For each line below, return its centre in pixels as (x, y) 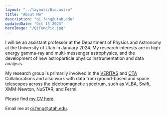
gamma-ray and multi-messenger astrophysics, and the (78, 53)
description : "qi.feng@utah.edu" (40, 19)
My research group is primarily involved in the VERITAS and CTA (71, 73)
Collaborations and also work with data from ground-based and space (77, 79)
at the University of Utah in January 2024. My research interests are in (78, 48)
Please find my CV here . (30, 99)
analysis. (14, 64)
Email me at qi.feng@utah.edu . (37, 109)
